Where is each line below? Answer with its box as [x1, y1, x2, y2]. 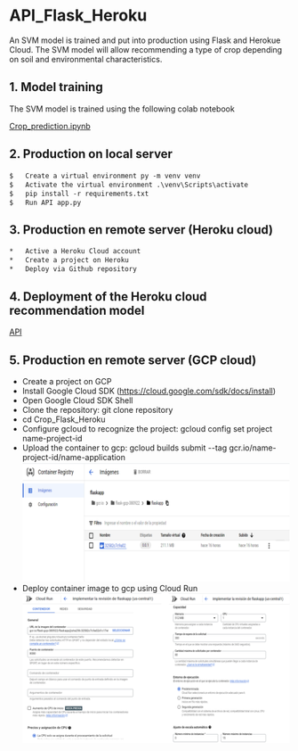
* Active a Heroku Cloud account [9, 247, 141, 256]
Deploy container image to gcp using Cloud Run [21, 582, 198, 593]
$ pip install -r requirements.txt [9, 189, 149, 198]
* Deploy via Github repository [9, 265, 138, 274]
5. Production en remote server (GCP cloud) [9, 352, 257, 367]
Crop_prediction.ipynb [9, 120, 91, 131]
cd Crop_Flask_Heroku [21, 414, 106, 425]
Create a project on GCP [21, 376, 112, 386]
